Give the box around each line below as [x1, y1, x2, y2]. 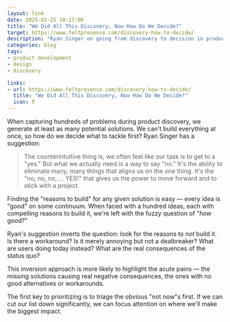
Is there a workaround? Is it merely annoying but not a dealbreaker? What [7, 237, 214, 245]
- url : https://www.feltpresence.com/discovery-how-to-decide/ [7, 86, 192, 93]
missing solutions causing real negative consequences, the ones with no [7, 272, 212, 280]
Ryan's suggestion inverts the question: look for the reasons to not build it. [7, 230, 217, 238]
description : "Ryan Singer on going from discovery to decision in [7, 36, 204, 42]
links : [7, 79, 26, 86]
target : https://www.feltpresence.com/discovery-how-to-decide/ [7, 29, 194, 36]
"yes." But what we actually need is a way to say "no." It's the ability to [23, 160, 223, 167]
